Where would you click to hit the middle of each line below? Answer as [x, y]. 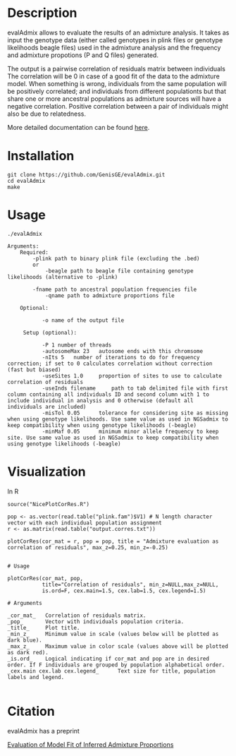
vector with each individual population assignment [85, 523]
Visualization [46, 472]
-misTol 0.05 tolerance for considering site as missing [135, 413]
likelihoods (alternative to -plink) [63, 277]
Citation [31, 711]
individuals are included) [47, 407]
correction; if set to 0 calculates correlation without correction [110, 364]
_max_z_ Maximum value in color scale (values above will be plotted [118, 646]
